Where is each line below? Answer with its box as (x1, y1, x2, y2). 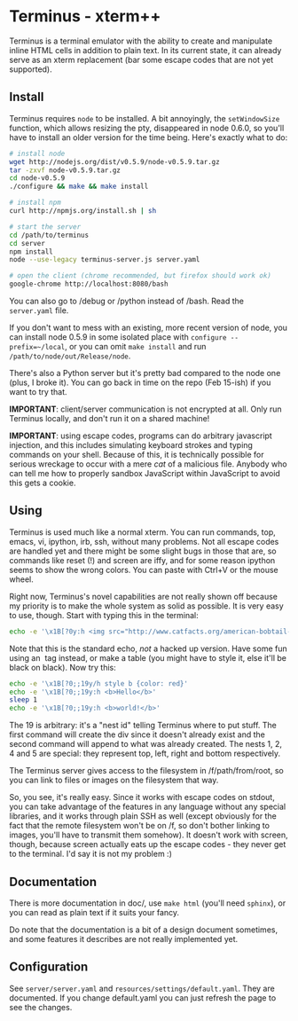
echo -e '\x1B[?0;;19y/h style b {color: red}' (9, 679, 189, 688)
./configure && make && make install (9, 182, 149, 192)
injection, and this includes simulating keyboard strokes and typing (9, 440, 253, 450)
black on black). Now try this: (9, 662, 117, 672)
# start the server (9, 222, 82, 232)
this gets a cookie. (9, 477, 76, 488)
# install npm (9, 198, 62, 208)
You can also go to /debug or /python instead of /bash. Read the (9, 295, 244, 306)
